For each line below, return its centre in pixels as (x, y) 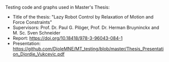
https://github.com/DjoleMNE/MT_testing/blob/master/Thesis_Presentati (88, 49)
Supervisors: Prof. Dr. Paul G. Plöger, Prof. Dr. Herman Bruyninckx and (86, 27)
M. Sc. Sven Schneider (37, 33)
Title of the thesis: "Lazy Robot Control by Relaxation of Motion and (83, 17)
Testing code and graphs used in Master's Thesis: (58, 7)
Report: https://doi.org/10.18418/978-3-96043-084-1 (67, 38)
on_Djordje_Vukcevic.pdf (39, 54)
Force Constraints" (32, 22)
